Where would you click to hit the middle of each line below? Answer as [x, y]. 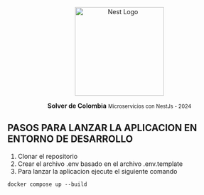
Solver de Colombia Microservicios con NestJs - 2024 [119, 106]
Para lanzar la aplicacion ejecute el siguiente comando [97, 171]
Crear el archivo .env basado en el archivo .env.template [100, 164]
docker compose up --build [47, 184]
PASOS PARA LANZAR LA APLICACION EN [102, 128]
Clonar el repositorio [48, 156]
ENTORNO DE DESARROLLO [70, 139]
